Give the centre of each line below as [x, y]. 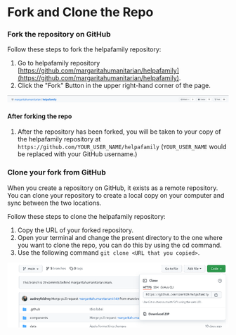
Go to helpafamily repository [59, 63]
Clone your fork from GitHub [57, 172]
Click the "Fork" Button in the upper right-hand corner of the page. [114, 86]
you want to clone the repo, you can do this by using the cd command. [120, 245]
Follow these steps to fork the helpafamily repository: [84, 49]
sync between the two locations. [54, 203]
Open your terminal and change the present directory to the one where [120, 237]
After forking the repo [40, 116]
